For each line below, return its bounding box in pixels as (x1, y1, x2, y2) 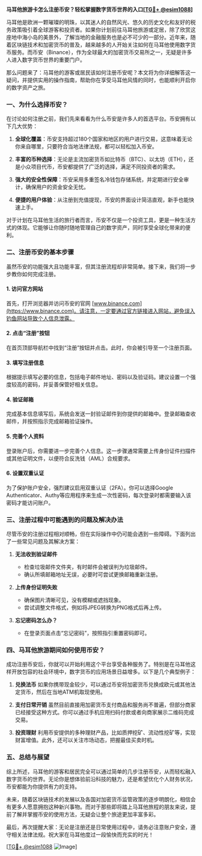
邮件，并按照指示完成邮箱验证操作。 (6, 417, 96, 425)
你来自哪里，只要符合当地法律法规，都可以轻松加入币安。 (14, 143, 158, 150)
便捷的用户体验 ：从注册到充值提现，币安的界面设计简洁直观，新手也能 (14, 196, 189, 204)
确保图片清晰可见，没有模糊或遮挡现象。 (23, 596, 124, 604)
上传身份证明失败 (14, 584, 58, 591)
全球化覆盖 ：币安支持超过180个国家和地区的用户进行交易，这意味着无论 (14, 135, 192, 143)
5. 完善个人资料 (6, 433, 44, 440)
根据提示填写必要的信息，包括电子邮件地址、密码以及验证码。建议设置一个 (6, 374, 191, 381)
